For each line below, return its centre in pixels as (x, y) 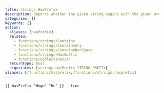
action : (13, 28)
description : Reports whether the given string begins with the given (78, 14)
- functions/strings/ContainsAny (48, 46)
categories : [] (20, 18)
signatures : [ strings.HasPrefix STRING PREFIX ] (59, 68)
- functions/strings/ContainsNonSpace (53, 50)
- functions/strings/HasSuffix (46, 54)
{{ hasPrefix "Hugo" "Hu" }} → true (42, 86)
